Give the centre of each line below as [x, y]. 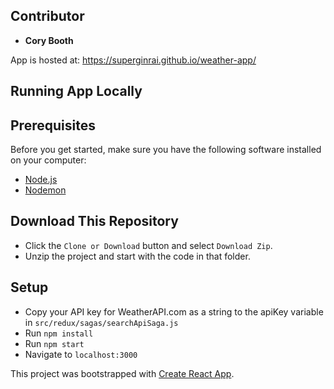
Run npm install [59, 333]
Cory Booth [49, 40]
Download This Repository [94, 221]
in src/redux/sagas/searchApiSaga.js [101, 322]
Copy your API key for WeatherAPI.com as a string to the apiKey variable [174, 311]
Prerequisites [53, 125]
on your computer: [48, 160]
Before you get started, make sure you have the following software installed [166, 150]
